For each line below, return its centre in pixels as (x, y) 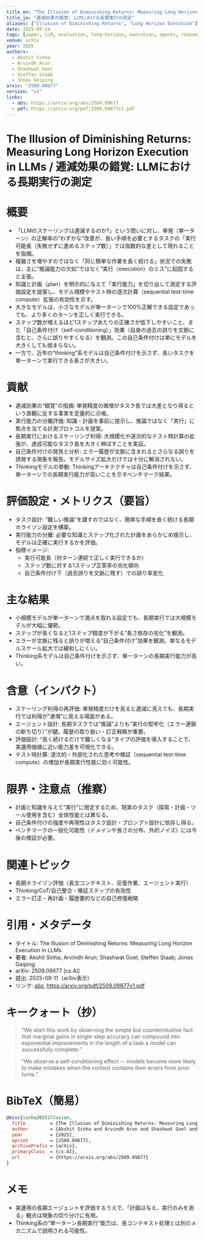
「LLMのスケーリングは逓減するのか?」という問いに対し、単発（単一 (102, 231)
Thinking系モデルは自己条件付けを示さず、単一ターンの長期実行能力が (103, 656)
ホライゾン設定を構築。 (45, 527)
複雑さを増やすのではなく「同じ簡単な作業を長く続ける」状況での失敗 (103, 261)
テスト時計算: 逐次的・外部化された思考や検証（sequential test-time (100, 755)
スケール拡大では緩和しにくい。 (61, 648)
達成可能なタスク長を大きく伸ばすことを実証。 (90, 443)
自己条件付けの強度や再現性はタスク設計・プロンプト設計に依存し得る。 (106, 822)
